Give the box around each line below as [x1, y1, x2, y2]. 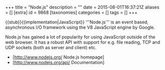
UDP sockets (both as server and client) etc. [5, 45, 97, 50]
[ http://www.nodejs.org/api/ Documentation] [12, 60, 105, 65]
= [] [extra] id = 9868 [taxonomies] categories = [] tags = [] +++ [5, 9, 138, 15]
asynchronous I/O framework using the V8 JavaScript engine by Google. [5, 24, 155, 30]
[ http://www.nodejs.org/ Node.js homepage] [12, 54, 104, 60]
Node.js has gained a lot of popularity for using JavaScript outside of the [5, 34, 155, 40]
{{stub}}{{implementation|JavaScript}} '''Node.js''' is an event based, [5, 19, 149, 25]
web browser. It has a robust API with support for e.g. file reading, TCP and [5, 39, 160, 45]
